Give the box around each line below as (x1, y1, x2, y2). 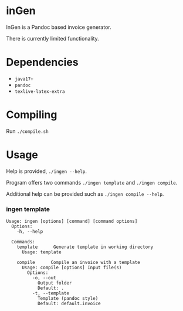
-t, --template (32, 290, 69, 296)
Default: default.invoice (37, 301, 101, 307)
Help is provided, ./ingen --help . (6, 168, 87, 175)
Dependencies (6, 56, 79, 69)
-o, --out (32, 275, 57, 281)
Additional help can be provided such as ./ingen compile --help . (6, 190, 164, 198)
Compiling (6, 108, 57, 122)
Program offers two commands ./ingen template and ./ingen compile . (6, 179, 178, 186)
